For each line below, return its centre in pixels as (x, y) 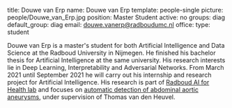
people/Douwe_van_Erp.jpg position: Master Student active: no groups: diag (116, 17)
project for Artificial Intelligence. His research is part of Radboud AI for (108, 82)
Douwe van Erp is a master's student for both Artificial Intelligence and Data (116, 45)
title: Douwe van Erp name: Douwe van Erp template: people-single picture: (115, 10)
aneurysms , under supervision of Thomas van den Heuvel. (91, 97)
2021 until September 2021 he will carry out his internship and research (109, 75)
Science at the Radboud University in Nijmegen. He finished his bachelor (111, 53)
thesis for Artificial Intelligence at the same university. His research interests (116, 60)
